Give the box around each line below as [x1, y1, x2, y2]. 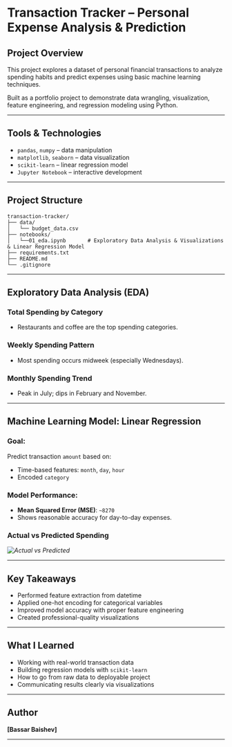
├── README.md [7, 255, 48, 262]
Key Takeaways [7, 573, 77, 584]
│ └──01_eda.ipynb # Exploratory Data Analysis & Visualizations [7, 237, 224, 244]
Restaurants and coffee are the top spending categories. [17, 323, 178, 332]
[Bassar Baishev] [7, 725, 57, 733]
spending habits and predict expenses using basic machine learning [7, 73, 202, 81]
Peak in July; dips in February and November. [17, 389, 147, 397]
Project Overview [7, 47, 84, 59]
